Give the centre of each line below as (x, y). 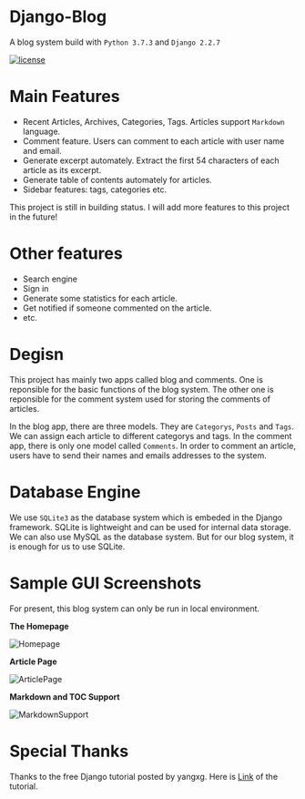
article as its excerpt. (62, 169)
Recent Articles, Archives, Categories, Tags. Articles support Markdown (153, 121)
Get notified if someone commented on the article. (117, 308)
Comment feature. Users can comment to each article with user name (153, 141)
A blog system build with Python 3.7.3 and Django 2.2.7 (115, 42)
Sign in (36, 288)
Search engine (50, 279)
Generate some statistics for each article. (100, 298)
